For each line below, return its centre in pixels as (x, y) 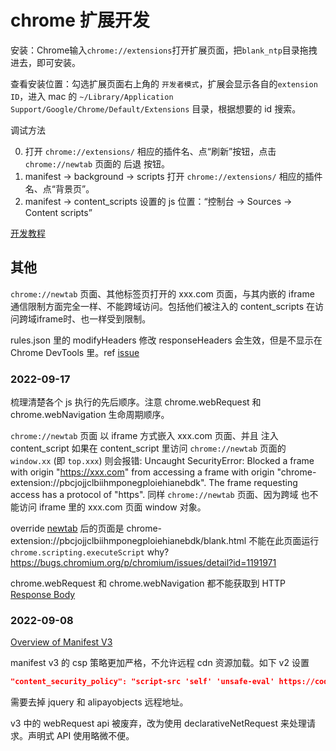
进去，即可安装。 (45, 62)
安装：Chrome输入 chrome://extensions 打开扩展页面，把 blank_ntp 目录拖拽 (164, 50)
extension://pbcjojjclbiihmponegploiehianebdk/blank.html (128, 541)
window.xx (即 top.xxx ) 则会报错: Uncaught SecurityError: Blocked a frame (162, 461)
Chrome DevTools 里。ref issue (75, 352)
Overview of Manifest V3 (61, 642)
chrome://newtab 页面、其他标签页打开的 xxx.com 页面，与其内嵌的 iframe (162, 293)
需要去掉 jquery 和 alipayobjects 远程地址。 (99, 702)
